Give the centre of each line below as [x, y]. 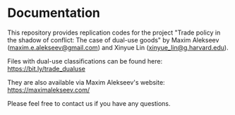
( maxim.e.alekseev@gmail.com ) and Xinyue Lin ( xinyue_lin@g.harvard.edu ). [118, 47]
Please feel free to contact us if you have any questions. [89, 103]
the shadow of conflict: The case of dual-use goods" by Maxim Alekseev [113, 40]
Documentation [54, 13]
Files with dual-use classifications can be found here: [85, 61]
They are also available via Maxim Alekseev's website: [86, 82]
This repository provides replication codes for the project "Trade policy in [114, 32]
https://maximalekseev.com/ [49, 90]
